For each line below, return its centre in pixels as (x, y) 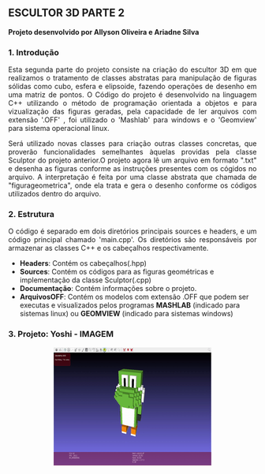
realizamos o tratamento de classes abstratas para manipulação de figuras (132, 78)
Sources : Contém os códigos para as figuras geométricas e (117, 272)
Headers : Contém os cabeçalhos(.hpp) (83, 263)
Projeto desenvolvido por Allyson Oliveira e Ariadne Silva (104, 32)
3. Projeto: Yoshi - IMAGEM (61, 334)
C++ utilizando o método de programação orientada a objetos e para (132, 103)
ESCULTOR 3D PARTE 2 (66, 13)
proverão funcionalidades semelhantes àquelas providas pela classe (132, 152)
